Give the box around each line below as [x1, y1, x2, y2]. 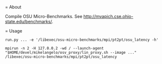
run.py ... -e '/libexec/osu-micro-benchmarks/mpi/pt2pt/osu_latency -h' [5, 37, 159, 42]
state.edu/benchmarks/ [5, 19, 52, 24]
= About [5, 4, 22, 10]
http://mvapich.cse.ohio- [83, 14, 134, 19]
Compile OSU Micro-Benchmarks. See [5, 14, 83, 19]
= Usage [5, 28, 23, 33]
